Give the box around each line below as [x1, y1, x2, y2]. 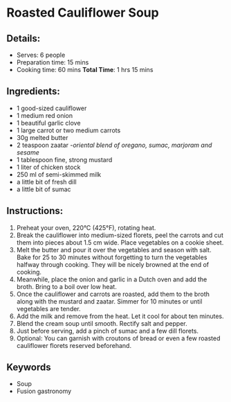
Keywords [6, 362, 51, 374]
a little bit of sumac [16, 185, 71, 193]
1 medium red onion [16, 111, 73, 119]
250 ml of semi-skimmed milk [16, 170, 102, 178]
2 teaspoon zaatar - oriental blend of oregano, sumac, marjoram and [16, 141, 212, 149]
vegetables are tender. [16, 304, 81, 313]
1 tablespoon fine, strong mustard [16, 155, 113, 164]
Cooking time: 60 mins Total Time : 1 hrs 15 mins [16, 66, 154, 73]
